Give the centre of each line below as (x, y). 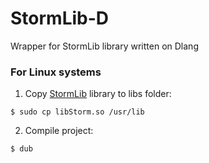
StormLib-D (60, 18)
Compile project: (59, 131)
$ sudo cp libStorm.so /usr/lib (77, 112)
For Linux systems (56, 72)
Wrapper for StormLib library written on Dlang (104, 46)
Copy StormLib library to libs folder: (98, 94)
